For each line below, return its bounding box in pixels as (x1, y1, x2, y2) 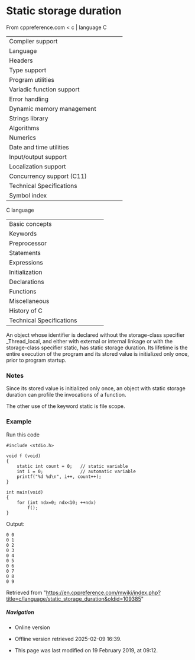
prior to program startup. (6, 356, 67, 364)
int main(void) (6, 489, 44, 495)
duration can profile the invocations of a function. (6, 391, 126, 398)
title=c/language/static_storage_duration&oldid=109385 (6, 595, 142, 602)
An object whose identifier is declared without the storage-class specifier (6, 331, 185, 339)
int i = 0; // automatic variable (17, 468, 136, 474)
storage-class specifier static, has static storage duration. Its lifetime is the (6, 344, 188, 351)
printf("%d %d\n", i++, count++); (17, 473, 102, 480)
